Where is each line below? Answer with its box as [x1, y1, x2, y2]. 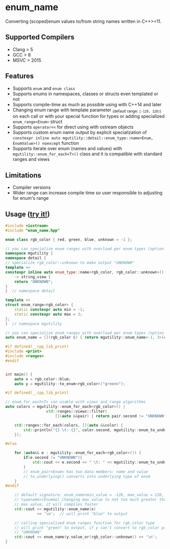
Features [5, 72, 34, 80]
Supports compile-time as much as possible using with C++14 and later [12, 101, 162, 107]
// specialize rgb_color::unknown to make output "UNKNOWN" [5, 260, 135, 266]
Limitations [5, 171, 41, 180]
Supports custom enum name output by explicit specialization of [12, 130, 147, 136]
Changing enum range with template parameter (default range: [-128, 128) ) [12, 107, 162, 114]
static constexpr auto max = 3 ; [14, 312, 82, 317]
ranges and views [12, 156, 50, 162]
